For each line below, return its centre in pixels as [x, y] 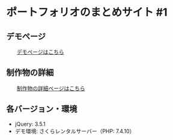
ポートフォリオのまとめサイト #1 [87, 12]
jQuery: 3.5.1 [30, 124]
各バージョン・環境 [42, 109]
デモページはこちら [41, 52]
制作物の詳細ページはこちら [51, 88]
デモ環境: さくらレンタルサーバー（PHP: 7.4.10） [75, 131]
